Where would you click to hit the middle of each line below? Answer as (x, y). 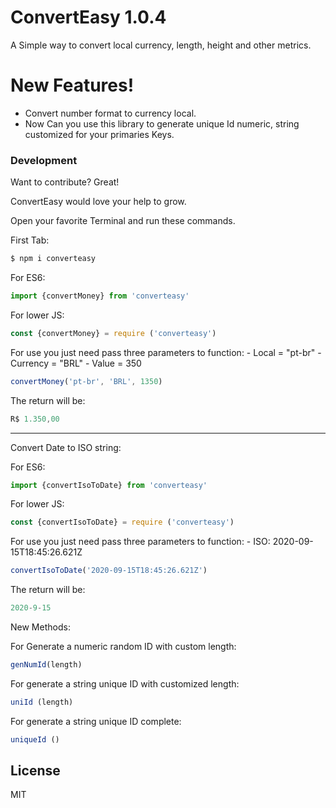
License (35, 771)
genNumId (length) (46, 665)
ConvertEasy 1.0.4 (88, 17)
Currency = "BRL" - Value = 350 (76, 363)
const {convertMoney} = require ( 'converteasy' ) (113, 333)
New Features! (72, 85)
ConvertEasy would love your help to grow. (98, 202)
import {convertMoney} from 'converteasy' (100, 296)
